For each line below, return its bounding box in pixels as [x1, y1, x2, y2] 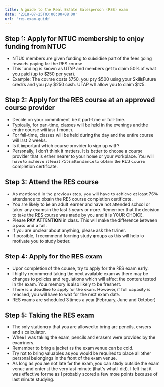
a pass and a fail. [12, 222, 47, 228]
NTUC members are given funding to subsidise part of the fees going [12, 55, 152, 62]
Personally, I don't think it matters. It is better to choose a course [12, 148, 143, 154]
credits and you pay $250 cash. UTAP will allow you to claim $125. [12, 82, 146, 88]
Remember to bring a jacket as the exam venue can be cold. [12, 345, 134, 351]
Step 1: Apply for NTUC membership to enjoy [5, 34, 144, 43]
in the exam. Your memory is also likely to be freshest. [12, 281, 121, 287]
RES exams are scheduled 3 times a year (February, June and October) [12, 296, 156, 303]
